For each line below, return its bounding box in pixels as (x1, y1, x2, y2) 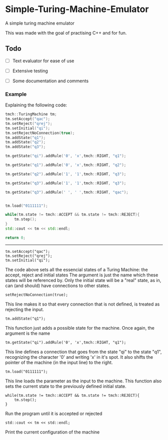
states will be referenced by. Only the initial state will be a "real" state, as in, (5, 277, 161, 283)
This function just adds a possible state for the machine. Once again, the (5, 325, 155, 331)
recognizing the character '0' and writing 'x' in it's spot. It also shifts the (5, 354, 153, 360)
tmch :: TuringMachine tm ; (5, 112, 57, 117)
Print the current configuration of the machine (5, 429, 100, 435)
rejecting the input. (5, 306, 44, 312)
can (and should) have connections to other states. (5, 282, 110, 288)
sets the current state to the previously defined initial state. (5, 383, 126, 389)
